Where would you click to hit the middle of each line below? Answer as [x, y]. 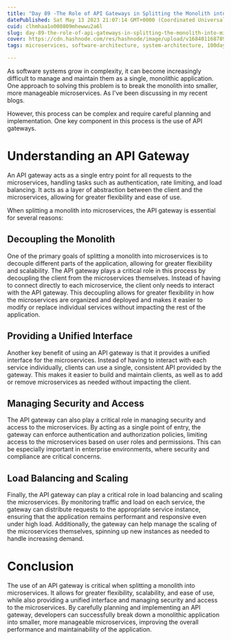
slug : [15, 33]
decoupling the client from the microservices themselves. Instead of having [114, 278]
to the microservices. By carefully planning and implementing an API [104, 608]
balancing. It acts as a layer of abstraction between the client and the [105, 189]
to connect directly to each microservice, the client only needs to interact [111, 285]
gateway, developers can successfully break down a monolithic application [113, 615]
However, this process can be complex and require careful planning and [109, 114]
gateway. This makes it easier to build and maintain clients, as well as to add [115, 374]
